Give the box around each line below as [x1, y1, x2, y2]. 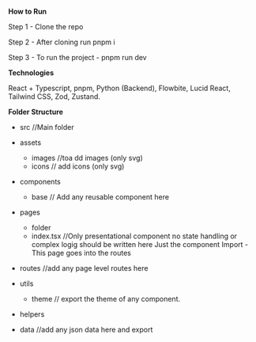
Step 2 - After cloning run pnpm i [8, 37, 116, 47]
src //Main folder [19, 123, 74, 131]
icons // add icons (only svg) [31, 161, 125, 171]
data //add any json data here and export [19, 325, 153, 334]
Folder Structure [8, 107, 63, 116]
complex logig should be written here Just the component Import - [31, 240, 249, 249]
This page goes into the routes [31, 249, 132, 257]
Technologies [8, 68, 55, 78]
